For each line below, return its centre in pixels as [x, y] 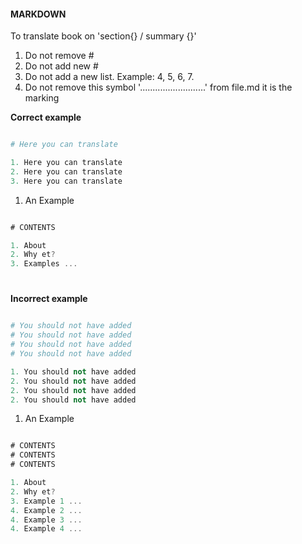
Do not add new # [61, 66]
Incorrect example [49, 299]
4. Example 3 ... [46, 520]
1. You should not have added [73, 371]
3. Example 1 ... [46, 501]
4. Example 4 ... [46, 529]
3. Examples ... [44, 264]
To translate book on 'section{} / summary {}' [103, 36]
